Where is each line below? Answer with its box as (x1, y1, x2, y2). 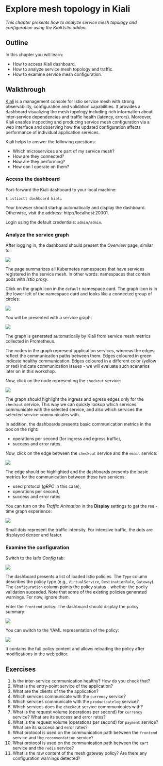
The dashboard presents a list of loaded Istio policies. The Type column (5, 574, 147, 579)
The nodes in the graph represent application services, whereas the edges (5, 348, 155, 354)
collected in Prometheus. (5, 339, 55, 344)
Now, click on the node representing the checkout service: (5, 378, 121, 384)
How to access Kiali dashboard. (12, 61, 76, 67)
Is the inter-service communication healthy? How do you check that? (12, 678, 150, 684)
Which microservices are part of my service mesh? (12, 148, 114, 154)
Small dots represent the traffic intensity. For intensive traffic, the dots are (5, 527, 153, 533)
